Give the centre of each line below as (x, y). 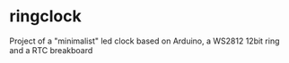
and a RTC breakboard (51, 50)
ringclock (46, 16)
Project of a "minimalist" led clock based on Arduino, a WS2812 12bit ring (144, 41)
